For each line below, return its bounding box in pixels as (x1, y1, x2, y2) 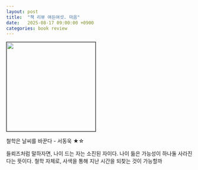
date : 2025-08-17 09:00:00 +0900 (6, 20, 94, 26)
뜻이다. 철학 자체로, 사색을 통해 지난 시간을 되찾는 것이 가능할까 (17, 158, 162, 165)
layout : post (6, 8, 39, 15)
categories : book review (6, 25, 68, 32)
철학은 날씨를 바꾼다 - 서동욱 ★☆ (6, 137, 84, 144)
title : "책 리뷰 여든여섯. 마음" (6, 14, 80, 20)
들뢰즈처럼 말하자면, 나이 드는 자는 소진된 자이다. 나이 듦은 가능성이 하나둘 (6, 150, 177, 158)
